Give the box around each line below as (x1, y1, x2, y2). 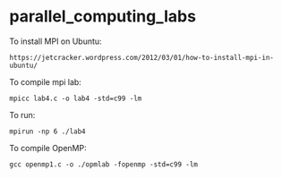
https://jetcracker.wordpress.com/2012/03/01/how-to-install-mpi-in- (9, 53, 275, 62)
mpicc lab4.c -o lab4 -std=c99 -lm (9, 94, 142, 103)
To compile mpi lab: (9, 76, 82, 87)
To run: (9, 109, 36, 120)
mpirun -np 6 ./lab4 (9, 127, 87, 136)
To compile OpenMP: (9, 142, 87, 153)
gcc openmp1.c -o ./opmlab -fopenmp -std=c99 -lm (9, 159, 199, 169)
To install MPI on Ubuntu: (9, 36, 102, 47)
